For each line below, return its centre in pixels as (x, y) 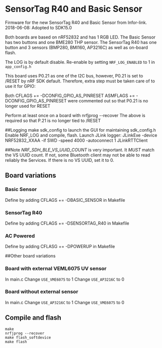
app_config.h (18, 67)
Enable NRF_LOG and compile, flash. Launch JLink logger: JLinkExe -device (81, 135)
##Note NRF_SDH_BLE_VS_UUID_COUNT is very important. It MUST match (80, 150)
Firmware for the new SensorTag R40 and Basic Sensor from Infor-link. (76, 22)
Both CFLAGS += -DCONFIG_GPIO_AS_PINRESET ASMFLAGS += (70, 96)
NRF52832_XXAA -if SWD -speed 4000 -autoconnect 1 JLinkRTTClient (76, 140)
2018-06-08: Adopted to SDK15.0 (38, 27)
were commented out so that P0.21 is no (108, 100)
